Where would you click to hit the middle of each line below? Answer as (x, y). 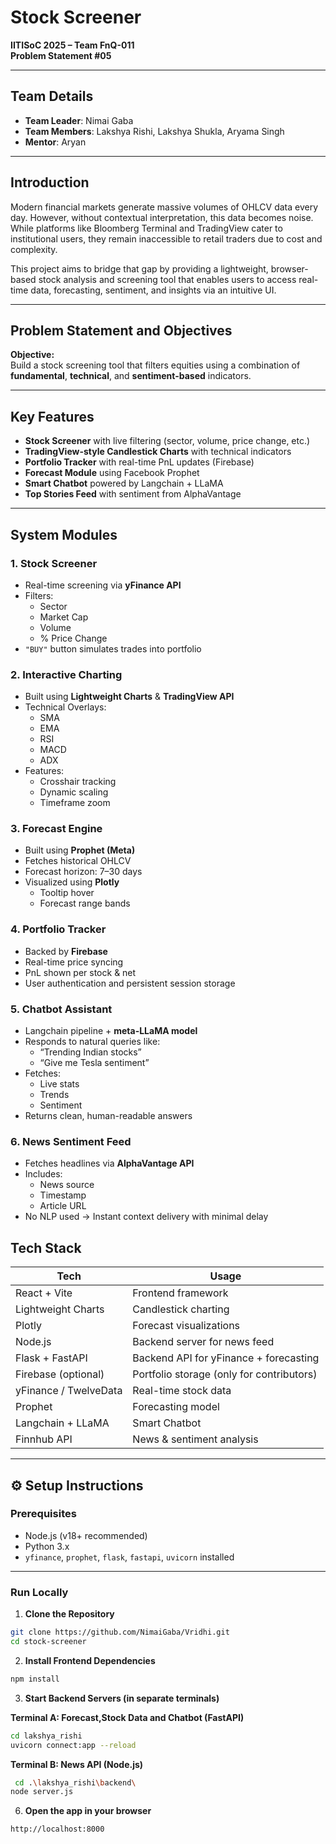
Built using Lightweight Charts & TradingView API (129, 697)
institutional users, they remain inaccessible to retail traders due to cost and (166, 238)
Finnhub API (44, 1439)
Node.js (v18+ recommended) (86, 1535)
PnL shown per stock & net (80, 972)
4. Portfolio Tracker (58, 929)
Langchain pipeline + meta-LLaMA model (111, 1031)
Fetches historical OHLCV (78, 861)
